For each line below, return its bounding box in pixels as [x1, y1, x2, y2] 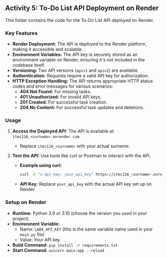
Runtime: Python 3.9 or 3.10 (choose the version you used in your [12, 210, 148, 216]
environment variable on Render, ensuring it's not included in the [12, 57, 145, 63]
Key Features [5, 29, 38, 36]
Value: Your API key [19, 237, 60, 243]
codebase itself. [12, 62, 46, 68]
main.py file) [19, 231, 45, 237]
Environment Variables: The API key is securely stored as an [12, 52, 138, 58]
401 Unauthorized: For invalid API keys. [19, 94, 102, 100]
